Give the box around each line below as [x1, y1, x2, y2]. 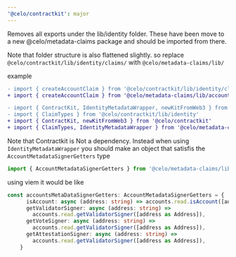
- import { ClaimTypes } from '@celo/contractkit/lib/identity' [7, 111, 199, 118]
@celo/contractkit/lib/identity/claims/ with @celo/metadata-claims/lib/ [7, 58, 225, 67]
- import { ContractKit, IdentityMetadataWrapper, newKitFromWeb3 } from [7, 105, 228, 112]
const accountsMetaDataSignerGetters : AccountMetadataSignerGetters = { [7, 191, 225, 199]
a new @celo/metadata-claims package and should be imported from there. [7, 37, 227, 46]
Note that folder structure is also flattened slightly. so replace [7, 51, 185, 59]
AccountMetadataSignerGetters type [7, 152, 110, 160]
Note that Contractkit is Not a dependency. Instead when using [7, 136, 190, 145]
